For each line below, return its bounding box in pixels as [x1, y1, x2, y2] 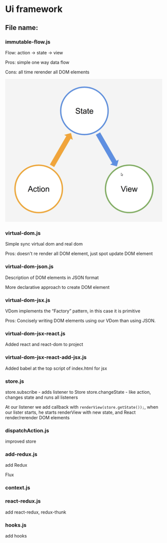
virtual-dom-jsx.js [5, 296, 51, 303]
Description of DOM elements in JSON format [5, 274, 99, 280]
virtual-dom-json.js [5, 263, 54, 270]
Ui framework [5, 3, 63, 15]
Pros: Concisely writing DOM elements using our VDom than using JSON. [5, 317, 156, 323]
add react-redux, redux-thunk [5, 509, 66, 515]
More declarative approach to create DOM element [5, 284, 110, 290]
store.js [5, 378, 24, 385]
